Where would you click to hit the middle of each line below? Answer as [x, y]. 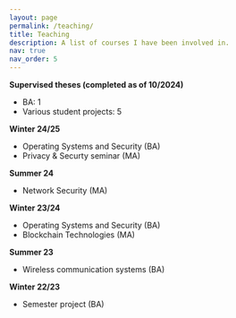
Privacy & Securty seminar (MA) [81, 156]
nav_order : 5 [34, 59]
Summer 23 [31, 252]
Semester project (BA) [63, 304]
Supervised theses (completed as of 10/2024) [97, 85]
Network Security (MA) [65, 190]
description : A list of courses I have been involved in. [119, 43]
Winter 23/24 [35, 208]
